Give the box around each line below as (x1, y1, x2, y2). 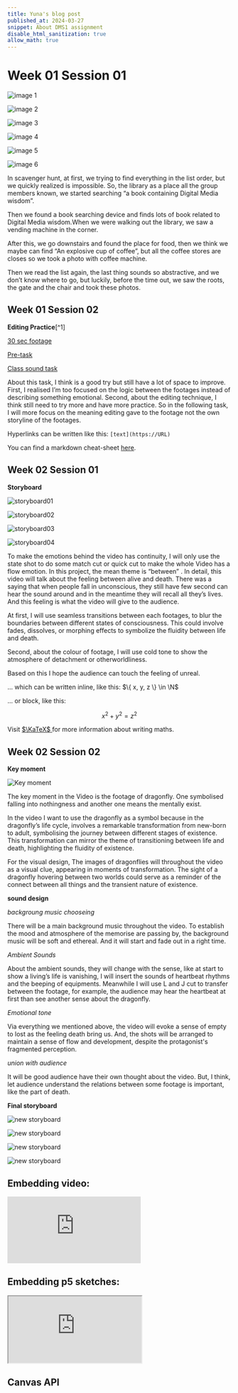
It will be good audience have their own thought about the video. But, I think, (7, 1073, 231, 1081)
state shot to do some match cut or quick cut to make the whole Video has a (7, 559, 231, 568)
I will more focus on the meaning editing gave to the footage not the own (7, 408, 220, 416)
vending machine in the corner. (7, 226, 99, 234)
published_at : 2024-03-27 (7, 17, 84, 24)
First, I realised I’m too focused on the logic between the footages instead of (7, 385, 231, 394)
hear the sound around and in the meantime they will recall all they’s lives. (7, 589, 224, 598)
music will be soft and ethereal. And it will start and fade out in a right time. (7, 937, 227, 945)
